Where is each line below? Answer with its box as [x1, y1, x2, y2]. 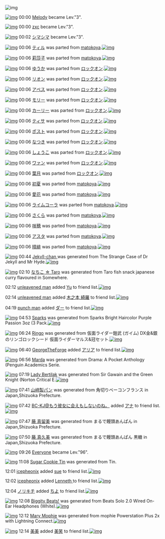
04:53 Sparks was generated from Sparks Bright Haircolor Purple [19, 315, 152, 320]
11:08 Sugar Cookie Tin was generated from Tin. [19, 459, 117, 464]
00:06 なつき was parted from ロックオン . [19, 139, 104, 145]
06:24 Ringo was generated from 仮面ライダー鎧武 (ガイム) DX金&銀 [19, 330, 158, 336]
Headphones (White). [13, 503, 57, 509]
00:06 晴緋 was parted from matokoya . [19, 244, 98, 249]
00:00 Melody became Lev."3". [19, 14, 82, 20]
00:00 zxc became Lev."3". [19, 24, 74, 30]
